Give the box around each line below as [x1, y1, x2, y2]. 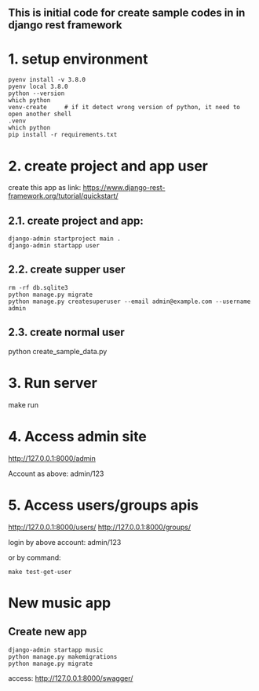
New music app [8, 594, 111, 612]
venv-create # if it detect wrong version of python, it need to [8, 104, 241, 112]
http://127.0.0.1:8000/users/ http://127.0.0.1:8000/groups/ [8, 522, 191, 532]
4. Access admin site [8, 427, 148, 445]
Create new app [8, 625, 88, 638]
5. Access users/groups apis [8, 496, 199, 514]
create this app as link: [8, 183, 82, 192]
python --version [8, 90, 65, 97]
